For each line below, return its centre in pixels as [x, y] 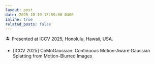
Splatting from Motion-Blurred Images [52, 56]
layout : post [19, 10]
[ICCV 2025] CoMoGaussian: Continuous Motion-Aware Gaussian [81, 51]
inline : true [19, 19]
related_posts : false [28, 24]
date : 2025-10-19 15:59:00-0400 [39, 15]
